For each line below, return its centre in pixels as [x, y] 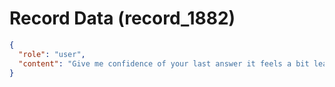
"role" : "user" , [52, 54]
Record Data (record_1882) [122, 18]
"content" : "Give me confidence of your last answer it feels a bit [164, 63]
